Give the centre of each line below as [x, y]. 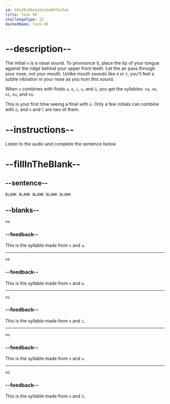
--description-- [38, 49]
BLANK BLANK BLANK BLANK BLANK [38, 195]
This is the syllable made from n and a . [45, 245]
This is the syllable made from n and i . [45, 321]
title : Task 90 [21, 15]
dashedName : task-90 [27, 24]
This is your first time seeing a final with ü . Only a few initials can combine [82, 104]
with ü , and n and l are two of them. [42, 110]
